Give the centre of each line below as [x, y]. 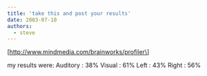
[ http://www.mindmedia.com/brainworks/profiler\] [78, 52]
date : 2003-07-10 [32, 20]
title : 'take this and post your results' [69, 13]
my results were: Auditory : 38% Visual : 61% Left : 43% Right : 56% [104, 65]
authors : [20, 26]
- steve [24, 33]
